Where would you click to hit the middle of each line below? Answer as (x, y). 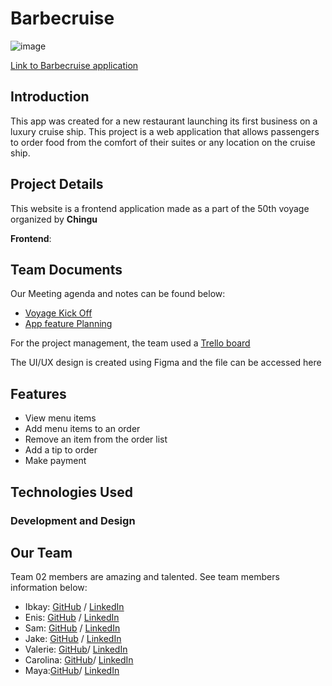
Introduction (50, 97)
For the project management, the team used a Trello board (130, 343)
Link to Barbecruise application (74, 65)
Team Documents (66, 269)
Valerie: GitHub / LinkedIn (76, 649)
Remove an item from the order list (96, 439)
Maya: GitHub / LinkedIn (72, 671)
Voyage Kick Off (58, 313)
